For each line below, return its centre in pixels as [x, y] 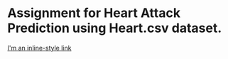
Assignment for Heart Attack [94, 13]
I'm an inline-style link [39, 48]
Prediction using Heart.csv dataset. [115, 28]
